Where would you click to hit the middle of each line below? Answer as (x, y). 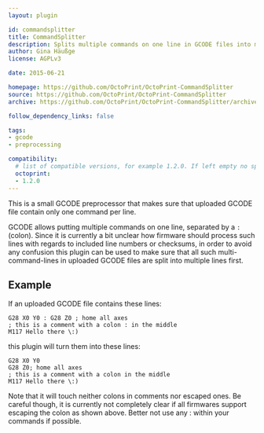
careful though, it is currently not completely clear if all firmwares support (128, 405)
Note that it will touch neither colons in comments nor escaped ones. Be (125, 396)
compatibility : (33, 159)
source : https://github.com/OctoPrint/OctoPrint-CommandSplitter (117, 94)
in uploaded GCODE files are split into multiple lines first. (152, 260)
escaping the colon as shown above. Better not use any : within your (119, 413)
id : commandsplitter (42, 29)
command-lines (33, 260)
